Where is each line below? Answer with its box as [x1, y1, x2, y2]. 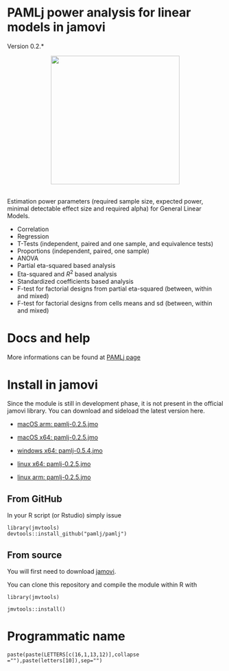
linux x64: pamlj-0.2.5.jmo [16, 460, 91, 468]
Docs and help [7, 330, 91, 345]
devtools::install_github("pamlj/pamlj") [7, 530, 128, 537]
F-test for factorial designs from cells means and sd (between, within [16, 299, 213, 307]
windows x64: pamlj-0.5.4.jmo [16, 447, 103, 455]
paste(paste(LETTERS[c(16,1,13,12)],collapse [7, 651, 139, 659]
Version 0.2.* [7, 42, 45, 50]
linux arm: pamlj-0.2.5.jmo [16, 473, 91, 481]
